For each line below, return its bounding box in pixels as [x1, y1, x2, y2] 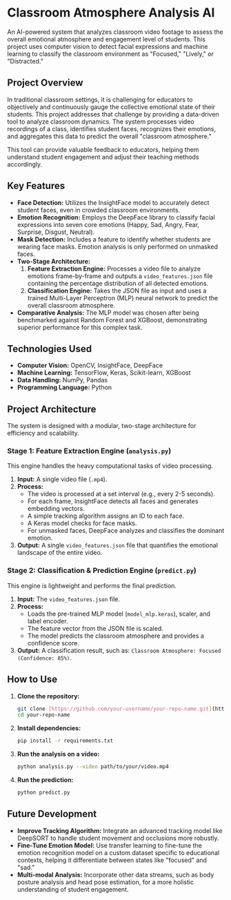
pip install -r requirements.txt [17, 737, 114, 745]
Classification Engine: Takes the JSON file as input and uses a [27, 286, 207, 295]
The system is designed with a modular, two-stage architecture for [7, 422, 197, 430]
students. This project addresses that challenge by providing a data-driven [7, 110, 219, 118]
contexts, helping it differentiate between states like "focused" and [17, 856, 207, 864]
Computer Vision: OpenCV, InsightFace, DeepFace [17, 361, 163, 370]
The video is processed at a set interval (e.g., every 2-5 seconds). [27, 490, 215, 498]
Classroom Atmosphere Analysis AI [7, 5, 215, 21]
